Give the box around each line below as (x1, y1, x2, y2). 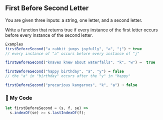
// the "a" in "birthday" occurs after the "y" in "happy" (5, 74, 131, 79)
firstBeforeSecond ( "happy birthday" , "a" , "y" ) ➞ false (5, 69, 124, 74)
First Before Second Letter (5, 4, 89, 12)
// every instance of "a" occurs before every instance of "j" (5, 51, 140, 56)
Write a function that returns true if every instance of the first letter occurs (5, 27, 158, 33)
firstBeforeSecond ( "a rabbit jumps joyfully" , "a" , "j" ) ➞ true (5, 46, 142, 51)
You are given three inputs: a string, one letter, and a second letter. (5, 17, 142, 23)
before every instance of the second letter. (5, 32, 93, 38)
